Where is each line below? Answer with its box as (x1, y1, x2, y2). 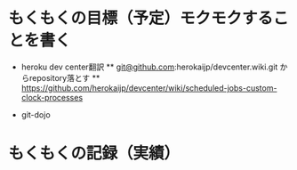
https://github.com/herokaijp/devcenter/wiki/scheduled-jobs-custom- (20, 82, 277, 93)
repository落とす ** (28, 72, 100, 83)
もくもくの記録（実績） (8, 143, 181, 164)
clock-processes (20, 92, 84, 102)
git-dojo (20, 109, 51, 120)
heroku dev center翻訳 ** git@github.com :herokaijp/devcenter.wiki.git (20, 61, 278, 72)
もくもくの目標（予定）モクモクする (8, 8, 274, 28)
